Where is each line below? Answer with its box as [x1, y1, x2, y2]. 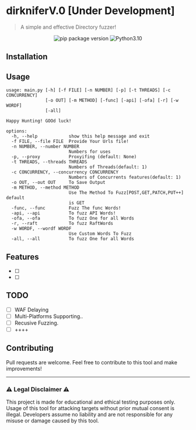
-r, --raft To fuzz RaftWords [11, 221, 114, 227]
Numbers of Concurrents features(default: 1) [68, 175, 181, 180]
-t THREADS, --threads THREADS [11, 159, 87, 165]
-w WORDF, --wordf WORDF [11, 226, 72, 232]
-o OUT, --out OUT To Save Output [11, 180, 106, 186]
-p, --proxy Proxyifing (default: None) [11, 154, 137, 160]
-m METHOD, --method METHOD [11, 185, 80, 191]
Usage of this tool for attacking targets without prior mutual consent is [6, 405, 175, 412]
